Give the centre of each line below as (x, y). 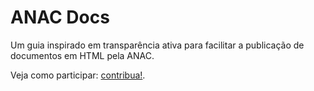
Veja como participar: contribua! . (78, 75)
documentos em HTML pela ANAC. (82, 55)
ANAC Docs (60, 17)
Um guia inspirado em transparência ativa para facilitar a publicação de (157, 45)
